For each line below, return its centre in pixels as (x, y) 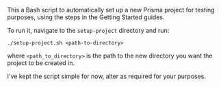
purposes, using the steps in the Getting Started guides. (86, 17)
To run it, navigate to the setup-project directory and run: (88, 30)
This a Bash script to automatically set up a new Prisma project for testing (111, 10)
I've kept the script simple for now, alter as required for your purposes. (107, 76)
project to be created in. (41, 63)
